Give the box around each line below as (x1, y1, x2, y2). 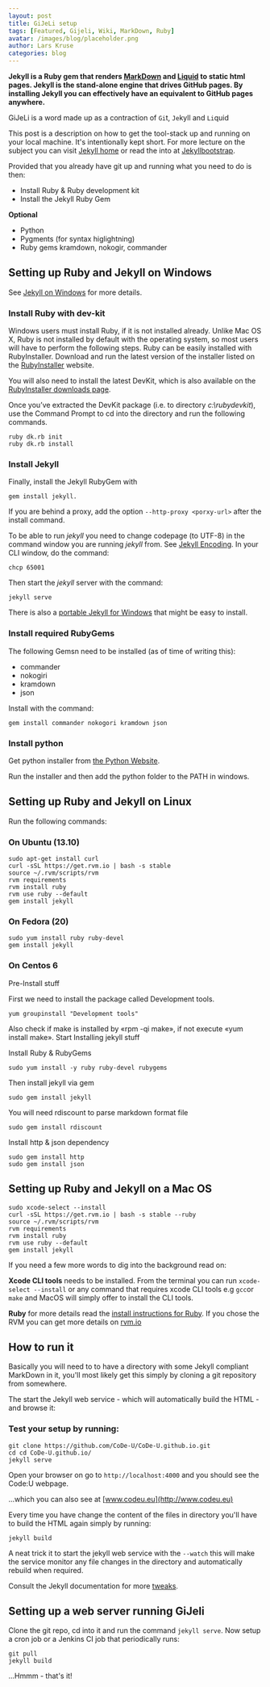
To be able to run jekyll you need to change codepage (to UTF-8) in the (8, 531, 246, 541)
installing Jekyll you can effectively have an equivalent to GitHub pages (8, 89, 254, 98)
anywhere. (8, 98, 46, 107)
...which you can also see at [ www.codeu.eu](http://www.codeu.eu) (8, 1494, 234, 1504)
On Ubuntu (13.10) (8, 837, 81, 848)
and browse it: (8, 1403, 56, 1413)
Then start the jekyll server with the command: (8, 578, 164, 588)
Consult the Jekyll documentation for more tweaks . (8, 1580, 179, 1591)
